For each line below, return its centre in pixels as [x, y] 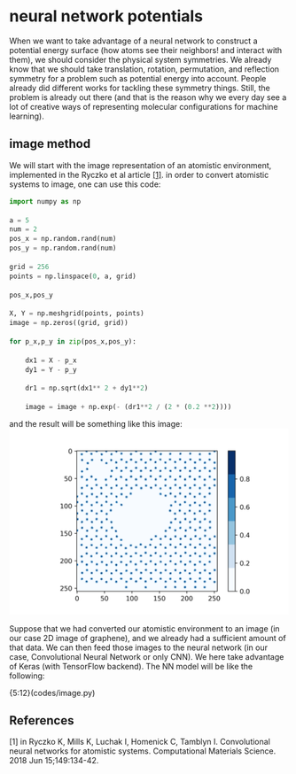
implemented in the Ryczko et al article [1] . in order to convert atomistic [139, 174]
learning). [27, 116]
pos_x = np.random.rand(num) [63, 239]
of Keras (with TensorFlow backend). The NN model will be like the [131, 666]
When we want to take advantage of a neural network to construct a [133, 41]
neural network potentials [106, 16]
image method [50, 144]
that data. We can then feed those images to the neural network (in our [139, 647]
